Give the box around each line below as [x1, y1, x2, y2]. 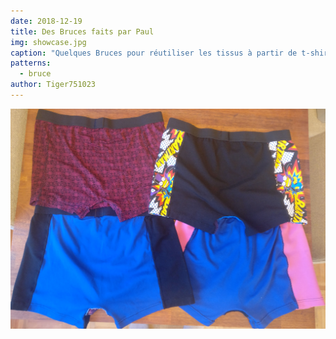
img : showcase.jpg [10, 37, 87, 47]
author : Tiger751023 [10, 80, 97, 90]
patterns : [10, 58, 52, 69]
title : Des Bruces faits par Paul [10, 26, 155, 37]
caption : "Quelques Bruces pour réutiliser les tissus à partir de [10, 48, 298, 58]
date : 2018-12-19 [10, 16, 83, 26]
